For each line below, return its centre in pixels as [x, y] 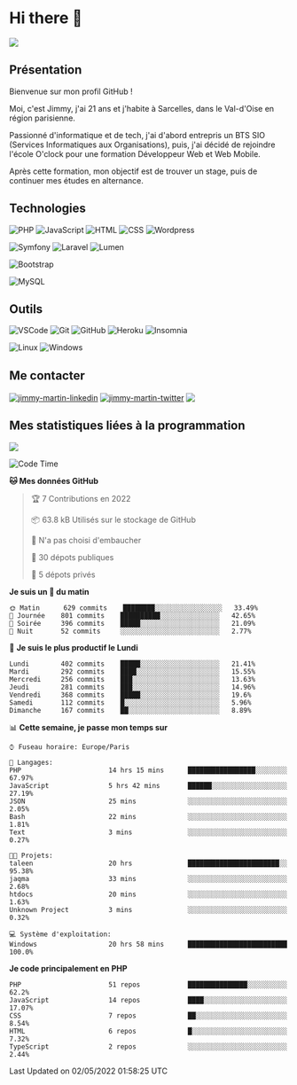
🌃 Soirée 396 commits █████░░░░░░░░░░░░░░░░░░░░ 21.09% [132, 623]
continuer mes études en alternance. [76, 180]
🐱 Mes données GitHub [54, 480]
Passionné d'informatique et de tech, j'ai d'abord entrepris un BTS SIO [137, 135]
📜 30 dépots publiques [72, 557]
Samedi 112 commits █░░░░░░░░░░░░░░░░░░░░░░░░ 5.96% [130, 703]
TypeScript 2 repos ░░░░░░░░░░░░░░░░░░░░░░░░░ [148, 1046]
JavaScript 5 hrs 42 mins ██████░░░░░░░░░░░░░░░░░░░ [148, 785]
